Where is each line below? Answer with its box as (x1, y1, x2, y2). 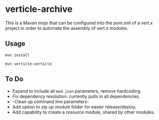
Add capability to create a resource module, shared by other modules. (12, 109, 155, 115)
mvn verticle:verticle (5, 61, 52, 66)
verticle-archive (5, 3, 73, 15)
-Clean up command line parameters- (12, 98, 89, 105)
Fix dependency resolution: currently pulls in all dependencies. (12, 93, 140, 99)
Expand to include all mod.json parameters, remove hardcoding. (12, 88, 142, 94)
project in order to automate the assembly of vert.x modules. (5, 25, 128, 31)
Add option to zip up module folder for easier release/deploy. (12, 104, 137, 110)
